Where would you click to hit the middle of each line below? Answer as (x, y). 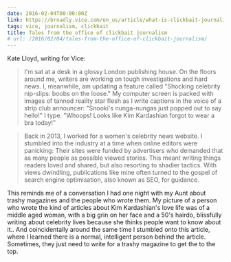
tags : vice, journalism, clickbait (58, 26)
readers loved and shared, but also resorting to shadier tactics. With (120, 165)
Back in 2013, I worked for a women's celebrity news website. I (113, 136)
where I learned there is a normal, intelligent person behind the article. (107, 237)
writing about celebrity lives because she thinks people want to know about (114, 222)
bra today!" (40, 123)
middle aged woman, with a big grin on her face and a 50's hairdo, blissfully (114, 215)
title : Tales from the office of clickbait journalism (87, 33)
